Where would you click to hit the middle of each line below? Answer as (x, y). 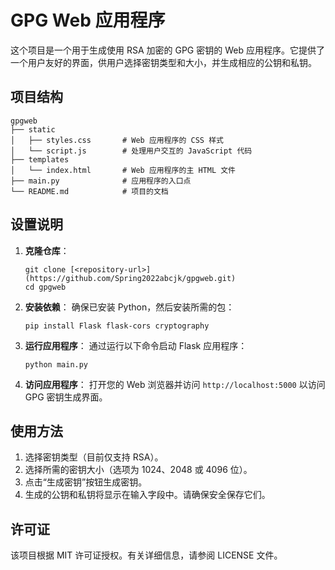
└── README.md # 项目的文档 (89, 191)
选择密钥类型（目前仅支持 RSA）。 (94, 457)
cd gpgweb (45, 287)
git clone (45, 269)
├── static (33, 129)
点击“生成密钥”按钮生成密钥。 (86, 482)
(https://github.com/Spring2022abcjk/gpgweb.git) (130, 278)
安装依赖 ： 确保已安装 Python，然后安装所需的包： (129, 307)
